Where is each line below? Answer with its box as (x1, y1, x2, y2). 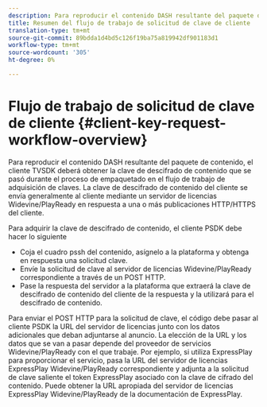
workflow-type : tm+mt (8, 41, 80, 49)
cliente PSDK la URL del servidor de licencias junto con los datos (8, 321, 220, 331)
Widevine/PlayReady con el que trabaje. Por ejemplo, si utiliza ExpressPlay (8, 347, 253, 356)
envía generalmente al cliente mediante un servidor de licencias (8, 191, 217, 200)
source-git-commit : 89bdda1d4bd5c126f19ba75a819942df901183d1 (8, 33, 219, 42)
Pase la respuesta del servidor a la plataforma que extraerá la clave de (19, 281, 251, 290)
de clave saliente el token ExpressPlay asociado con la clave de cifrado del (8, 372, 253, 382)
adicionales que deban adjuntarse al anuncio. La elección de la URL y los (8, 330, 247, 339)
